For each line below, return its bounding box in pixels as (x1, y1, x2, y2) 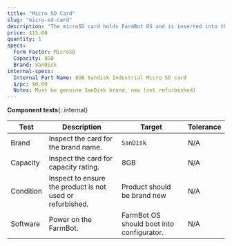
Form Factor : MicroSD (13, 49, 76, 56)
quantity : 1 (7, 36, 41, 43)
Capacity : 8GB (13, 55, 54, 62)
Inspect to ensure (48, 174, 106, 183)
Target (140, 122, 162, 132)
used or (48, 191, 74, 201)
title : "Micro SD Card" (7, 10, 76, 17)
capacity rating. (48, 163, 100, 172)
